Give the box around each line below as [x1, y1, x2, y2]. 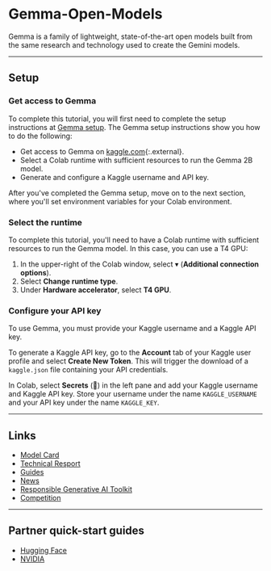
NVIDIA [19, 554, 45, 564]
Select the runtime [8, 216, 83, 228]
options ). [19, 267, 52, 277]
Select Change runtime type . [19, 276, 119, 286]
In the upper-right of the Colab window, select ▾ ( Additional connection [19, 259, 260, 269]
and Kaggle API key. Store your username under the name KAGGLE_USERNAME [8, 389, 257, 399]
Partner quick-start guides [8, 524, 145, 538]
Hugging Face [19, 545, 67, 555]
